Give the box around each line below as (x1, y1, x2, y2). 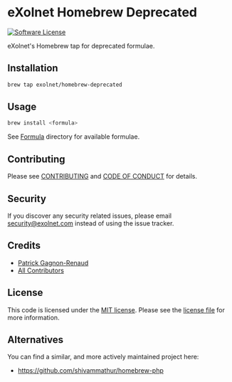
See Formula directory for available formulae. (7, 132, 140, 141)
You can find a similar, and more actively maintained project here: (7, 353, 199, 361)
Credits (7, 240, 41, 252)
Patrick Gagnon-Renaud (17, 258, 89, 267)
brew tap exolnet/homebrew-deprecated (7, 81, 122, 88)
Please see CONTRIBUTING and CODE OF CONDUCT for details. (7, 172, 198, 181)
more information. (7, 313, 60, 322)
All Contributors (17, 266, 64, 275)
